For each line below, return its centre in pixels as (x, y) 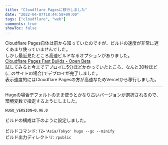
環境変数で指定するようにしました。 (42, 101)
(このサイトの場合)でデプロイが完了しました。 (53, 73)
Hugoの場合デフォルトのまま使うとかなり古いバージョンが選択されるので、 (83, 95)
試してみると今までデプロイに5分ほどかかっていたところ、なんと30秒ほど (81, 67)
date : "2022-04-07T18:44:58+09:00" (42, 14)
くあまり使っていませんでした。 (38, 49)
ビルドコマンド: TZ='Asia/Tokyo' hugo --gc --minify (60, 131)
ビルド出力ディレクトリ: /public (38, 137)
